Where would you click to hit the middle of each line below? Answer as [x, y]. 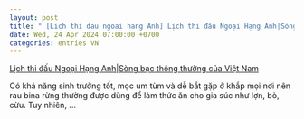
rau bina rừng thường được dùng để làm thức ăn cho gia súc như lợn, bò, [144, 96]
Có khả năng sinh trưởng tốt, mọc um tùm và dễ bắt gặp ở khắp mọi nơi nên [150, 86]
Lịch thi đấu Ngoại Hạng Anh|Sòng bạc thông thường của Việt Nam [134, 69]
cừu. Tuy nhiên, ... [43, 105]
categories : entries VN [54, 43]
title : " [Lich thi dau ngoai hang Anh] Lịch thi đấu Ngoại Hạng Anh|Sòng [153, 26]
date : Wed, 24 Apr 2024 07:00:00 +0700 [85, 34]
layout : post [34, 18]
